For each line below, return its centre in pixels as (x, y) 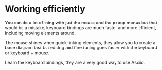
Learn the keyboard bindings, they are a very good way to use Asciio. (75, 62)
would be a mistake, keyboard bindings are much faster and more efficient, (81, 27)
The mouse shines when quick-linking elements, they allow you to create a (80, 42)
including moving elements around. (41, 33)
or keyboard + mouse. (27, 53)
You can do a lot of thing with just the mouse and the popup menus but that (81, 23)
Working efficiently (45, 9)
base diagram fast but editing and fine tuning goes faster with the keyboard (81, 47)
